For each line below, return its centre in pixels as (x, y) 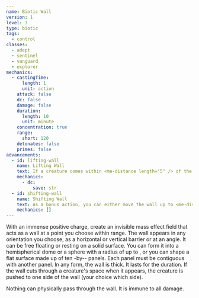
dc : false (29, 100)
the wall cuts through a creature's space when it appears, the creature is (95, 271)
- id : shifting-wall (37, 193)
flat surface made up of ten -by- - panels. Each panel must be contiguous (95, 258)
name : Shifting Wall (42, 199)
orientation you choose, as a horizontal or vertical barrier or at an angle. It (96, 239)
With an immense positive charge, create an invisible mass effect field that (97, 227)
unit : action (38, 89)
